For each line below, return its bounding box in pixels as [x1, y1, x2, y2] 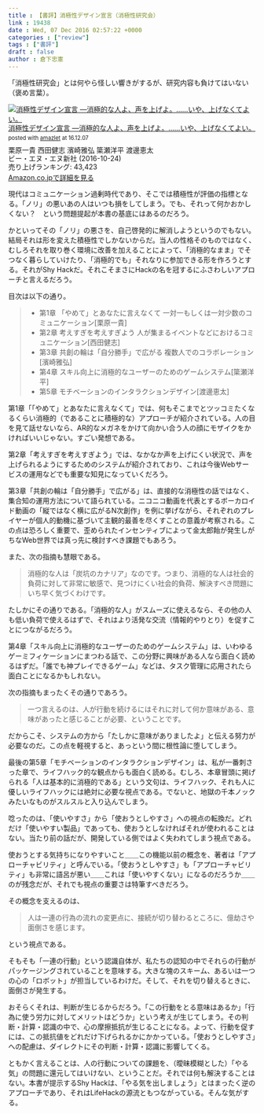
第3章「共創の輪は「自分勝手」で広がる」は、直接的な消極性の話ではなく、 [8, 486, 254, 496]
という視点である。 [8, 939, 71, 949]
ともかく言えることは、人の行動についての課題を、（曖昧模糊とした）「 [8, 1059, 236, 1068]
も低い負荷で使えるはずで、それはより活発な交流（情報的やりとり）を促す [8, 615, 249, 625]
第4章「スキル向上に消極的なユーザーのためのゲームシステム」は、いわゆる [8, 642, 253, 651]
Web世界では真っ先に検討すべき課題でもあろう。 [21, 536, 181, 545]
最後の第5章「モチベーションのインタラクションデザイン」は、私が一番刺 [8, 758, 247, 767]
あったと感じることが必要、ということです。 [41, 714, 185, 724]
